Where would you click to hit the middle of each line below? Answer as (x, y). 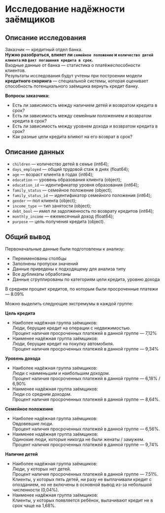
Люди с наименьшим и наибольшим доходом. (61, 373)
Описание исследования (46, 38)
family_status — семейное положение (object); (62, 190)
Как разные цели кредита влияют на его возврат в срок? (72, 137)
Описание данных (35, 152)
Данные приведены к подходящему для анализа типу (69, 269)
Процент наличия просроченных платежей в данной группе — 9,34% (85, 349)
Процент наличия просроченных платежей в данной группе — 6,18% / (86, 378)
